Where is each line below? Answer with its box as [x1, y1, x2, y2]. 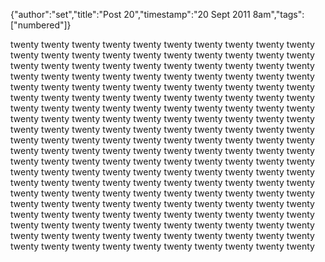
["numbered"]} [10, 19, 72, 31]
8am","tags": [252, 9, 305, 20]
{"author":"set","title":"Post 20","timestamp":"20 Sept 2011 [10, 9, 251, 20]
